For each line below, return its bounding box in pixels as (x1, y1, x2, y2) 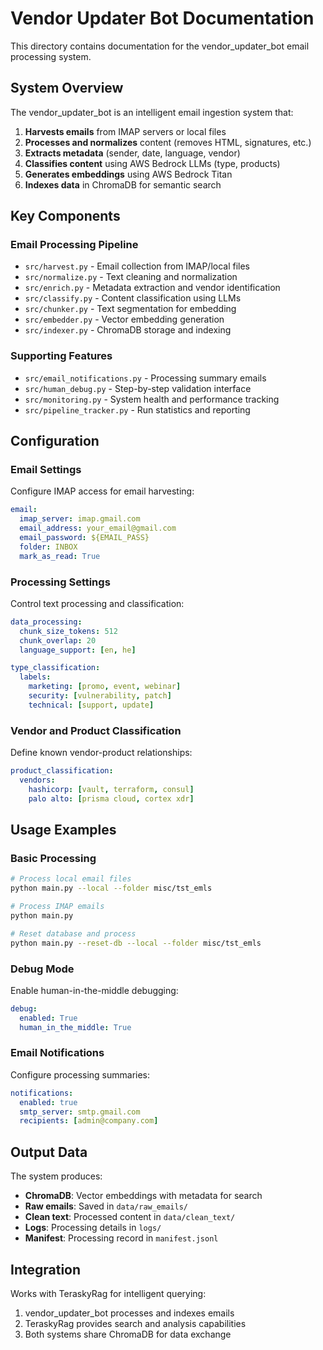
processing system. (10, 50, 92, 62)
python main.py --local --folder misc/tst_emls (10, 883, 213, 894)
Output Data (10, 1143, 88, 1161)
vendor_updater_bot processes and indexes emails (24, 1307, 235, 1319)
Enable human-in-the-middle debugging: (10, 984, 179, 996)
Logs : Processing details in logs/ (24, 1222, 162, 1234)
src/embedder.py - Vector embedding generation (24, 313, 225, 326)
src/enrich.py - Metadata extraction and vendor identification (24, 282, 281, 294)
